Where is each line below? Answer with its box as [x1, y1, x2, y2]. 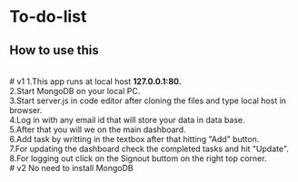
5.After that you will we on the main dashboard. [9, 124, 186, 135]
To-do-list [9, 6, 87, 27]
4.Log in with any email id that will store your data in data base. [9, 115, 245, 125]
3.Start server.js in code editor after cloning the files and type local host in [9, 95, 287, 106]
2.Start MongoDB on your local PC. [9, 86, 141, 96]
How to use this [9, 43, 100, 58]
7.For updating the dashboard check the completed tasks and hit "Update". [9, 143, 289, 154]
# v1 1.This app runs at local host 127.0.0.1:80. [9, 76, 182, 87]
